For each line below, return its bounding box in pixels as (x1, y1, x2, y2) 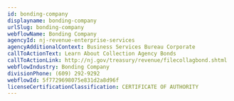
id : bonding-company (7, 10, 69, 18)
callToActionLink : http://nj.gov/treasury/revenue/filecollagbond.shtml (7, 57, 228, 64)
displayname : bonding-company (7, 17, 97, 24)
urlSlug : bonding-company (7, 23, 84, 31)
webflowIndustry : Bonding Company (7, 63, 110, 70)
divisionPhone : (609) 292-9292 (7, 70, 100, 77)
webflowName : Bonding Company (7, 30, 97, 38)
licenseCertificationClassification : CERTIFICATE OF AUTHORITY (7, 83, 199, 90)
